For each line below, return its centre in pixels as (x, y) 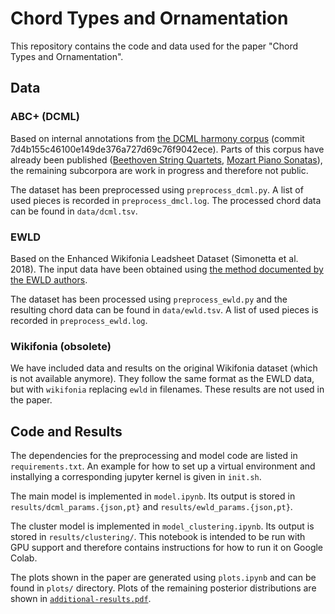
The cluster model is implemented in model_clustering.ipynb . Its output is (162, 526)
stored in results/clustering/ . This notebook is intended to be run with (158, 537)
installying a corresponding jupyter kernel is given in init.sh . (136, 477)
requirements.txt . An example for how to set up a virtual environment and (163, 466)
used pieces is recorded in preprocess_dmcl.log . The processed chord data (166, 200)
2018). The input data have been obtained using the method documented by (167, 269)
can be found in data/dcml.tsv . (74, 211)
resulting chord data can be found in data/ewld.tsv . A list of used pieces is (164, 309)
